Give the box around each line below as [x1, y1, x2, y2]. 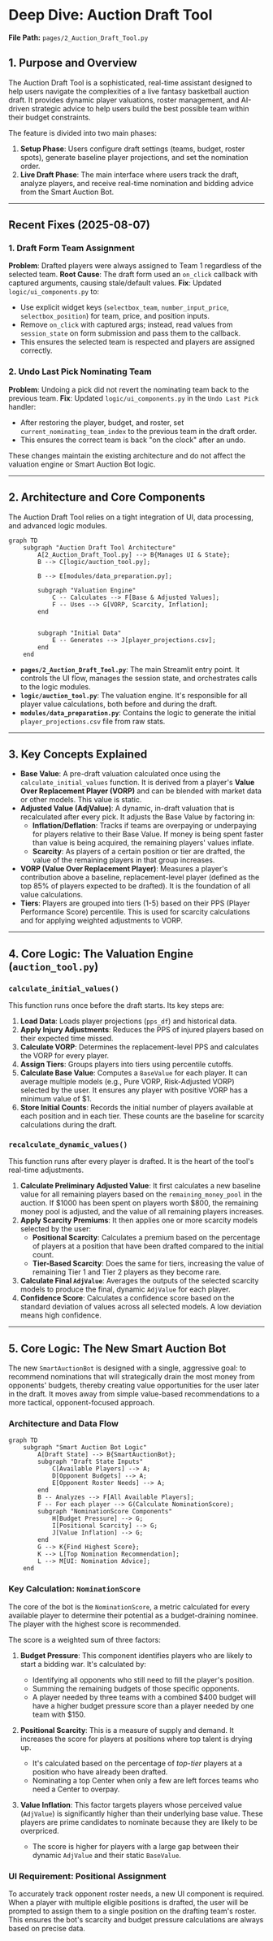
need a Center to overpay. [32, 1784, 120, 1794]
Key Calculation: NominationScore [8, 1583, 141, 1595]
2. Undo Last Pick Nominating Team [8, 366, 152, 377]
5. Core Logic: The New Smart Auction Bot [8, 1341, 227, 1355]
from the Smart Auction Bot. [19, 187, 115, 197]
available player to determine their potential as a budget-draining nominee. [8, 1610, 258, 1620]
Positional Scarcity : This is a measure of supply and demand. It [19, 1725, 234, 1735]
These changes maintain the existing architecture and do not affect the [8, 450, 246, 460]
